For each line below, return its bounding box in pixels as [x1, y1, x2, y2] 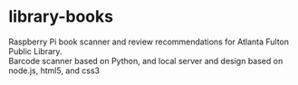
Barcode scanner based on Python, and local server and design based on [8, 55, 284, 66]
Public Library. [8, 45, 62, 56]
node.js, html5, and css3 [8, 65, 101, 76]
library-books [8, 6, 114, 27]
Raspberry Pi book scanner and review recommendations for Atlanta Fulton [8, 36, 290, 47]
